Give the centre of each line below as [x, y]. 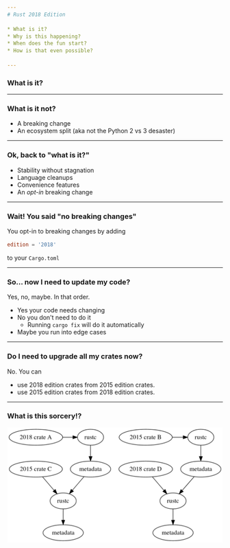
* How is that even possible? [50, 51]
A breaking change [44, 124]
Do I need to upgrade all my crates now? [75, 356]
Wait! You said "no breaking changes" [72, 216]
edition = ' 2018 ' [32, 245]
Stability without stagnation [55, 170]
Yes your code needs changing [61, 310]
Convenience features [48, 185]
